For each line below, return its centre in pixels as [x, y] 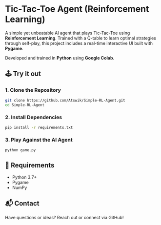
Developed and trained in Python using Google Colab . [60, 58]
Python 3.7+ [24, 177]
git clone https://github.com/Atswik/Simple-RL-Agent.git [65, 100]
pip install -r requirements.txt [39, 127]
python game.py [20, 150]
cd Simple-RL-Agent [25, 105]
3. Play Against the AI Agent [39, 140]
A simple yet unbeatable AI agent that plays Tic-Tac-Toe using [68, 33]
